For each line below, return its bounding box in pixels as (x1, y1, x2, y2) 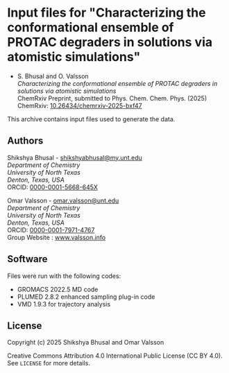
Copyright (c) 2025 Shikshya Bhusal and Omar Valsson (7, 338, 164, 347)
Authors (7, 135, 44, 147)
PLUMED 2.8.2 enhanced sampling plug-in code (17, 293, 155, 301)
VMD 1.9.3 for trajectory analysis (17, 300, 111, 308)
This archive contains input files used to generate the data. (7, 114, 176, 123)
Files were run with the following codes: (7, 272, 121, 280)
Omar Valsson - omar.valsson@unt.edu (7, 196, 119, 205)
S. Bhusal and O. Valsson (17, 71, 89, 80)
